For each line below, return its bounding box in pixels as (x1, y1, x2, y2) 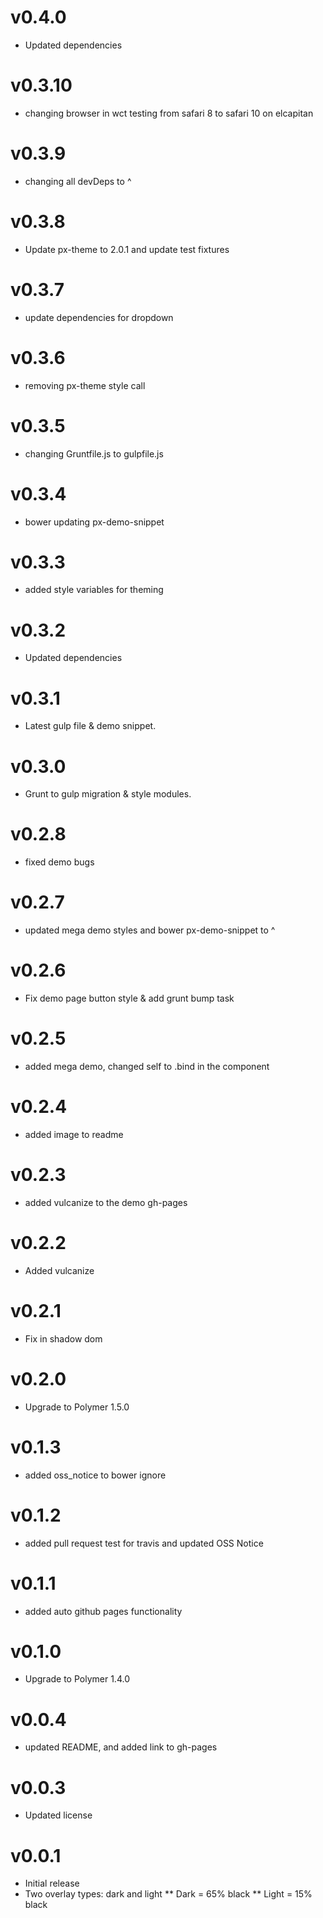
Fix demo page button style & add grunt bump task (24, 992, 235, 1005)
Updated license (24, 1809, 93, 1821)
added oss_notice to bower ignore (24, 1469, 167, 1481)
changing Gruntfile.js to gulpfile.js (24, 447, 164, 460)
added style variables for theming (24, 584, 164, 596)
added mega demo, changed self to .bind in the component (24, 1061, 270, 1072)
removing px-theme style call (24, 379, 146, 391)
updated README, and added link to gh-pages (24, 1741, 218, 1753)
